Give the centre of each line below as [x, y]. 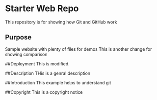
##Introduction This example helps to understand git [58, 82]
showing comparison [26, 54]
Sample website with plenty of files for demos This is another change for [78, 49]
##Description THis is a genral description [48, 73]
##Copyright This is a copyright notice [44, 92]
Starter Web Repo [42, 9]
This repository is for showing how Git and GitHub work [61, 22]
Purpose [18, 37]
